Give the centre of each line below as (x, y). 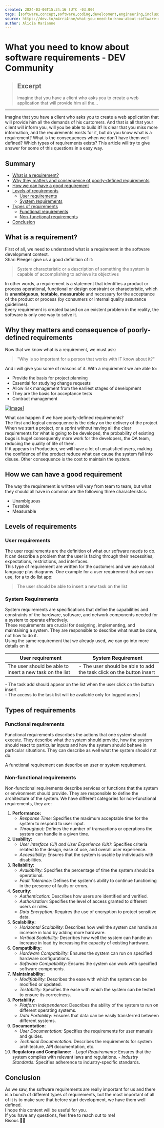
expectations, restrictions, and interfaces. (47, 562)
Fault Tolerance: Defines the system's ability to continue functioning (88, 881)
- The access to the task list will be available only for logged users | (73, 695)
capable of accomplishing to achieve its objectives (68, 274)
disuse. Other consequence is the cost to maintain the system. (68, 459)
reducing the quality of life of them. (41, 443)
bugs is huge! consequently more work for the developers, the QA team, (78, 438)
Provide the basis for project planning (50, 378)
